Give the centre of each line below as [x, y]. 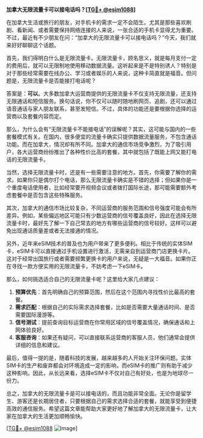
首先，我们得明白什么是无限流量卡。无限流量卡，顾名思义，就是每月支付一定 [101, 58]
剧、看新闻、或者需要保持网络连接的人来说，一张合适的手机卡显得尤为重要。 [101, 30]
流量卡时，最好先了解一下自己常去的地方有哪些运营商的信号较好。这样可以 [99, 223]
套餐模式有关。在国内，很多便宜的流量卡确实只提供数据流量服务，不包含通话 [101, 137]
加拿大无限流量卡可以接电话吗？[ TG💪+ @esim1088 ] [71, 9]
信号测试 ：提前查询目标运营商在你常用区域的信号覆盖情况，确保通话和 [102, 322]
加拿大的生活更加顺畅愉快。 [51, 416]
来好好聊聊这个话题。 [33, 45]
